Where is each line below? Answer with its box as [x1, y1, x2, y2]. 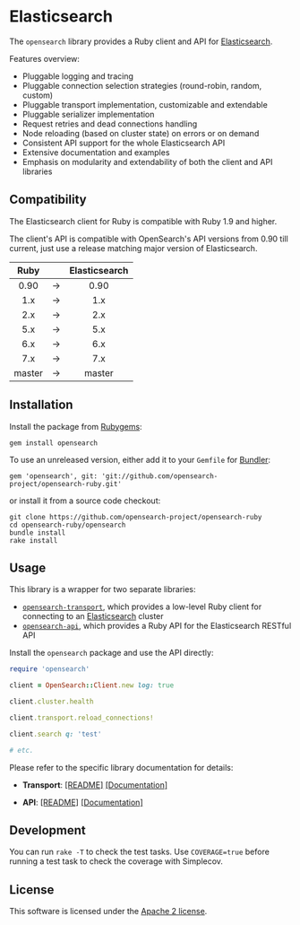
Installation [9, 397, 73, 413]
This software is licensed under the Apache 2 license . [9, 906, 208, 917]
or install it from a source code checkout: [9, 495, 161, 506]
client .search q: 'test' [9, 729, 102, 738]
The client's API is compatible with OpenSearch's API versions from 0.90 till [9, 233, 288, 244]
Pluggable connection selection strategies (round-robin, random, [21, 80, 262, 91]
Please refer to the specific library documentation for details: [9, 762, 234, 772]
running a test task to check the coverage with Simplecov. [9, 856, 224, 867]
